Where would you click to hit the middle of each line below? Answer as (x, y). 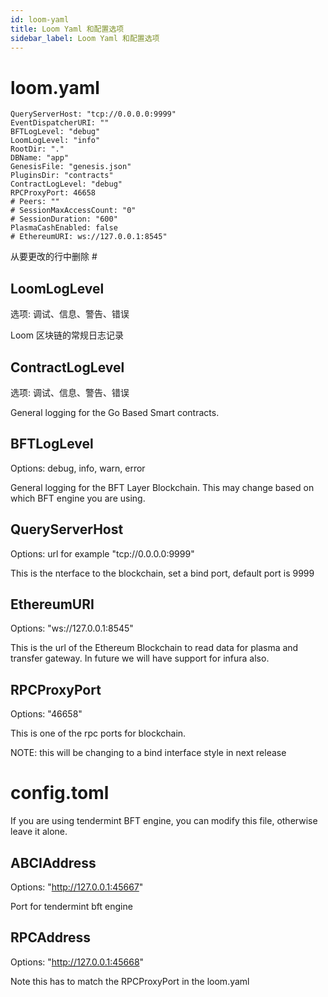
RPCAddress (51, 937)
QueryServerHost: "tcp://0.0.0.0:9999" (93, 114)
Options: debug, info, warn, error (78, 468)
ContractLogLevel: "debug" (66, 184)
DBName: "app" (40, 158)
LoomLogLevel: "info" (55, 141)
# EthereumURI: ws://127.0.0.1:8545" (89, 237)
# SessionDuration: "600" (64, 219)
